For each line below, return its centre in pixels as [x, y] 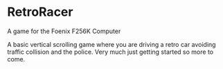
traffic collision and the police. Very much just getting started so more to [110, 52]
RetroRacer [40, 12]
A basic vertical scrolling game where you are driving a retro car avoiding [111, 44]
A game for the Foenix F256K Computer [64, 31]
